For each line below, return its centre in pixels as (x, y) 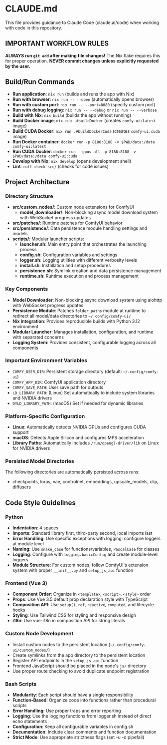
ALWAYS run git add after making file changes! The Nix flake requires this (83, 55)
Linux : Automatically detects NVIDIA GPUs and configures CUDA (79, 427)
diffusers (22, 487)
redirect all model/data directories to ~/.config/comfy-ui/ (72, 316)
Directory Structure (29, 196)
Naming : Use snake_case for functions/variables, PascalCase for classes (86, 549)
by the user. (18, 66)
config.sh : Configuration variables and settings (69, 255)
